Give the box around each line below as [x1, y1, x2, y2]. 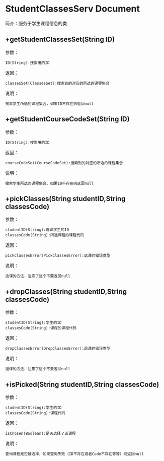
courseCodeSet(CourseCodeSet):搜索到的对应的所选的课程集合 [5, 160, 123, 165]
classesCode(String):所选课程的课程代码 [5, 233, 85, 238]
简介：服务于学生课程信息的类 [5, 20, 67, 26]
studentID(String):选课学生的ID [5, 227, 69, 232]
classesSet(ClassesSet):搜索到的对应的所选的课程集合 [5, 81, 110, 86]
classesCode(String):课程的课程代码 [5, 325, 77, 331]
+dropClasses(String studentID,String [5, 287, 127, 296]
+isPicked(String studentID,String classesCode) [5, 380, 159, 388]
